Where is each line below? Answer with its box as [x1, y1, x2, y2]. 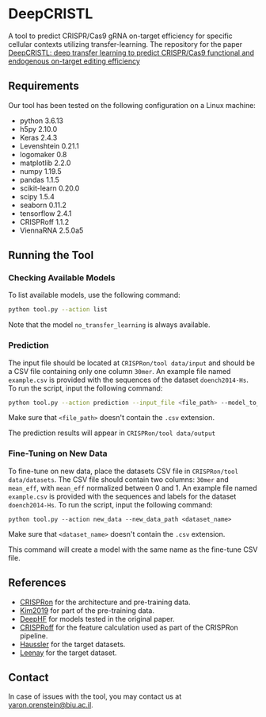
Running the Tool [8, 249, 94, 262]
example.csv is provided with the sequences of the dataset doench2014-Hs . [8, 375, 249, 384]
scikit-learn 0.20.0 [19, 183, 80, 193]
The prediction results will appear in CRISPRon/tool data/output [8, 428, 216, 438]
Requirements [8, 79, 79, 93]
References [8, 576, 66, 590]
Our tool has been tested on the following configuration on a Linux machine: [8, 100, 256, 110]
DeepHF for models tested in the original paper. [19, 614, 175, 623]
